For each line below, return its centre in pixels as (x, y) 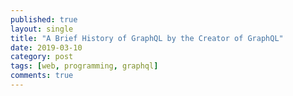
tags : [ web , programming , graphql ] (84, 66)
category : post (42, 57)
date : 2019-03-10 (46, 47)
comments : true (42, 76)
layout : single (42, 29)
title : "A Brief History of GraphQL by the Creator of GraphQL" (147, 38)
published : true (44, 19)
